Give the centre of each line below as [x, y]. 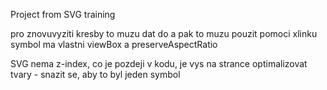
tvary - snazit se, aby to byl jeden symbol [95, 74]
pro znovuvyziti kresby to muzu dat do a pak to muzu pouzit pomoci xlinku [164, 33]
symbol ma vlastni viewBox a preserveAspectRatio [114, 44]
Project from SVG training [63, 14]
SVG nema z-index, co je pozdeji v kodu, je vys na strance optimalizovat [159, 63]
